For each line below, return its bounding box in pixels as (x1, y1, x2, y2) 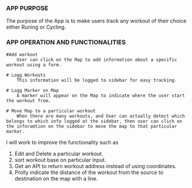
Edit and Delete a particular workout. (14, 150, 104, 157)
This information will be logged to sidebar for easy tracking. (16, 77, 177, 83)
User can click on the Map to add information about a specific (16, 57, 177, 63)
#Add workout (6, 52, 38, 57)
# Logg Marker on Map (6, 87, 59, 93)
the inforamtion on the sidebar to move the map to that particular (6, 123, 177, 129)
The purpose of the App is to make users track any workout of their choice (6, 18, 187, 25)
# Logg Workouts (6, 72, 46, 78)
